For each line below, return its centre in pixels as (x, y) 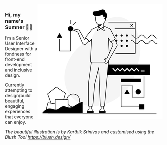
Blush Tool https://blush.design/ (38, 137)
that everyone (19, 117)
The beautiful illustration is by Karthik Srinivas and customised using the (80, 132)
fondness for (18, 54)
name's (14, 21)
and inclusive (19, 70)
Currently (15, 85)
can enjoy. (16, 122)
